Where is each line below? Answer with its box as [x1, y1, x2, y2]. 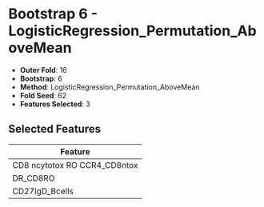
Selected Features [8, 122, 102, 136]
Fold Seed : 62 [19, 90, 67, 100]
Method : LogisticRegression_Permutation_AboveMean [19, 82, 200, 92]
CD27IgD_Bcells [12, 185, 74, 197]
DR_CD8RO [12, 173, 55, 184]
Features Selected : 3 [19, 99, 90, 109]
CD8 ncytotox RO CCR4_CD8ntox [12, 159, 138, 170]
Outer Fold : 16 [19, 65, 68, 74]
